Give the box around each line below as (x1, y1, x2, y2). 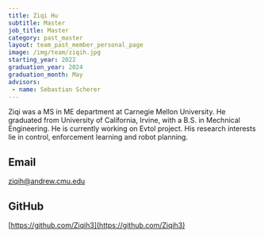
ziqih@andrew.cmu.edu (8, 176, 86, 186)
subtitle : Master (8, 19, 66, 27)
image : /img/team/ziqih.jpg (8, 48, 101, 56)
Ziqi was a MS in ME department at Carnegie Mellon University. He (8, 107, 226, 117)
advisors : (8, 78, 41, 86)
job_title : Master (8, 26, 69, 34)
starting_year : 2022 (8, 56, 77, 64)
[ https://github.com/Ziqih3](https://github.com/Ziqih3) (8, 221, 186, 230)
